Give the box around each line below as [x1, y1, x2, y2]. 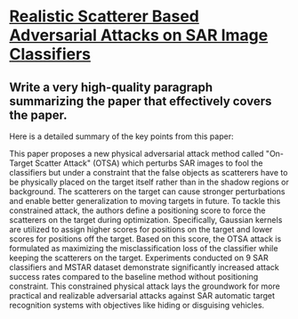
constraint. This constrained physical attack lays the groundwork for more [9, 281, 280, 291]
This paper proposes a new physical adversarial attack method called [9, 149, 264, 159]
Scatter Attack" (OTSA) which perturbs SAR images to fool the [35, 158, 263, 168]
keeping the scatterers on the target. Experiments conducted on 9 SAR [9, 252, 269, 263]
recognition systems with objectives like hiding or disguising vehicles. [9, 300, 265, 310]
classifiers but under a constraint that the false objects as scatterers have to [9, 168, 288, 177]
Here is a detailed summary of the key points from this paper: [9, 131, 234, 142]
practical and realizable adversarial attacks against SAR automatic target [9, 290, 276, 300]
